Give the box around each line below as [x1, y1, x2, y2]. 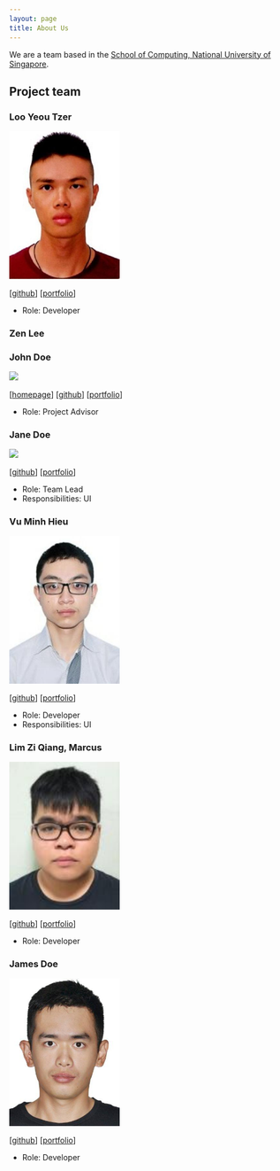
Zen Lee [9, 327, 45, 339]
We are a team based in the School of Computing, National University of [9, 49, 271, 59]
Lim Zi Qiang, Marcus [9, 741, 102, 753]
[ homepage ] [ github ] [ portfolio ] [9, 389, 124, 399]
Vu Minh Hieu [9, 516, 69, 528]
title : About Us [9, 23, 69, 33]
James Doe [9, 958, 59, 970]
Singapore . [9, 58, 49, 69]
